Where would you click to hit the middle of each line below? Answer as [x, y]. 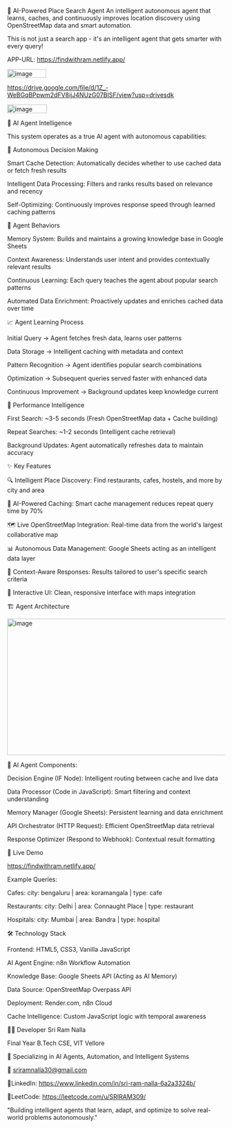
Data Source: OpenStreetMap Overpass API [69, 989]
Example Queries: [32, 879]
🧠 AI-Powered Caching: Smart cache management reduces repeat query [110, 504]
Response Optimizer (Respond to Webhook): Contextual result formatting [111, 839]
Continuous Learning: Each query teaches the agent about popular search [113, 280]
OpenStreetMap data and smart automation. [70, 25]
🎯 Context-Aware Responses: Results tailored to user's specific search [107, 572]
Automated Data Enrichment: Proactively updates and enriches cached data [115, 301]
